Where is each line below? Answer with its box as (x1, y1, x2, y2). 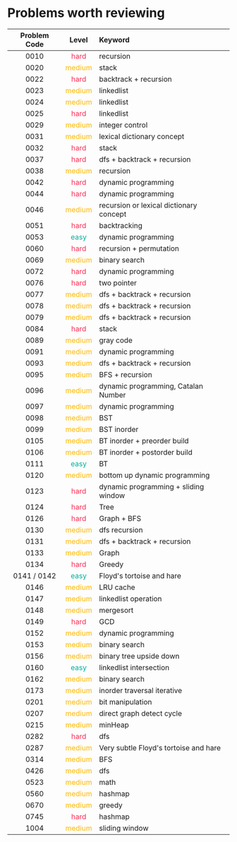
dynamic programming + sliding (98, 481, 205, 491)
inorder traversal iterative (98, 685, 183, 695)
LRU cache (98, 582, 135, 592)
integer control (98, 120, 148, 130)
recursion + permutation (98, 243, 180, 253)
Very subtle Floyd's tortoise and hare (98, 742, 221, 752)
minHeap (98, 720, 129, 730)
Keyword (98, 35, 130, 44)
